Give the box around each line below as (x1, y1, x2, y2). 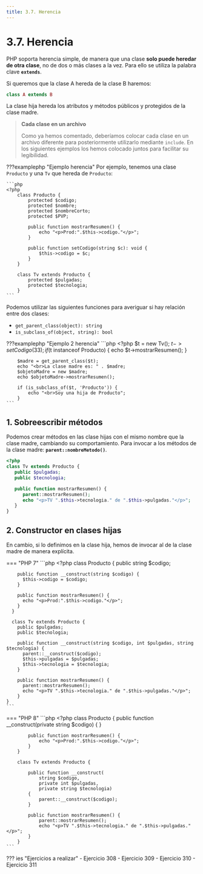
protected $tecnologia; (28, 283, 88, 289)
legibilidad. (21, 152, 49, 159)
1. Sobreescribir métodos (6, 417, 103, 428)
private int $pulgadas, (38, 780, 99, 786)
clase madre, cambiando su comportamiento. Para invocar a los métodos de (6, 440, 197, 447)
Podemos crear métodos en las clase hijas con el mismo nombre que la (6, 433, 184, 440)
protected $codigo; (28, 198, 78, 204)
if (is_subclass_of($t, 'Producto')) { (17, 385, 118, 391)
